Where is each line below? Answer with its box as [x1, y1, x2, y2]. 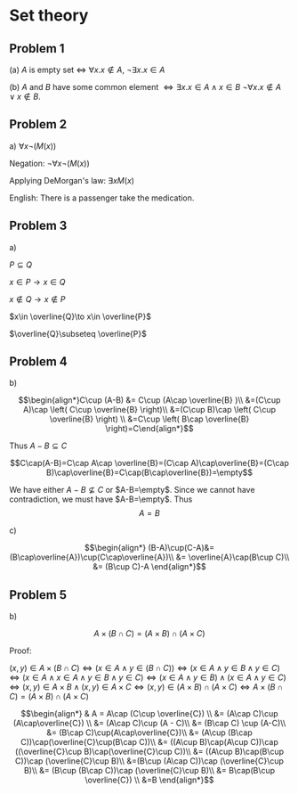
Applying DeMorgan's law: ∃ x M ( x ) [9, 175, 135, 185]
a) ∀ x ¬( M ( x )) [9, 140, 57, 151]
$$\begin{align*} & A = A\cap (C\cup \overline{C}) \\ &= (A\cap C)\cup [20, 708, 278, 719]
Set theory [9, 5, 89, 26]
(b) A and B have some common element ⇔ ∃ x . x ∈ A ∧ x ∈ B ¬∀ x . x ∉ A [9, 82, 282, 92]
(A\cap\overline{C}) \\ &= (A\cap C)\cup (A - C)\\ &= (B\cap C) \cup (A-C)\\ [12, 718, 286, 729]
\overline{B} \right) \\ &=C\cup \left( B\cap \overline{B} [49, 413, 250, 424]
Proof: [9, 645, 32, 656]
